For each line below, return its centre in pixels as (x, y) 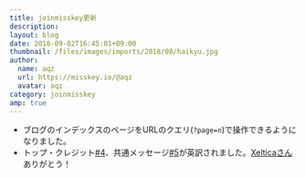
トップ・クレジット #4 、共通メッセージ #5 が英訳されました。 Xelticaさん (158, 152)
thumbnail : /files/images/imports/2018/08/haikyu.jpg (114, 52)
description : (34, 26)
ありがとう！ (47, 164)
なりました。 (47, 141)
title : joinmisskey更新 (53, 18)
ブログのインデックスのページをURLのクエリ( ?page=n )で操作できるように (159, 130)
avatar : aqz (41, 86)
